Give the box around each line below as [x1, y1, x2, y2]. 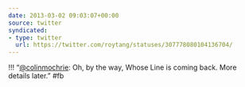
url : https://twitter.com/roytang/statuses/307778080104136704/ [15, 41, 233, 49]
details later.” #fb [8, 71, 64, 81]
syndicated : [8, 26, 48, 34]
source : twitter [8, 19, 62, 27]
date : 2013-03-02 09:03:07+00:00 [8, 11, 119, 20]
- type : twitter [8, 33, 62, 42]
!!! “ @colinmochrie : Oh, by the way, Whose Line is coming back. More [8, 62, 237, 72]
